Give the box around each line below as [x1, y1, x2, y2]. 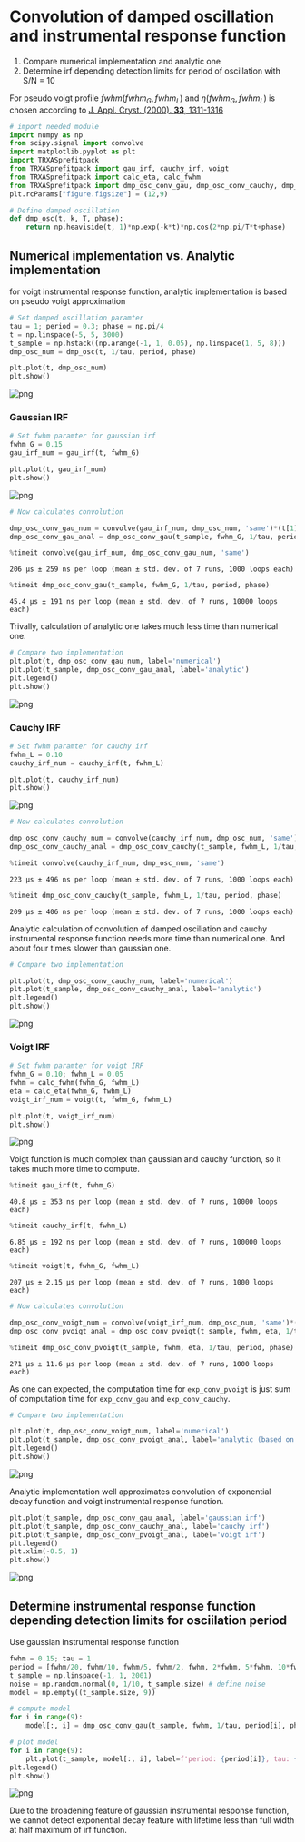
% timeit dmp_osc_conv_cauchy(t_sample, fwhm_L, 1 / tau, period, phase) [9, 891, 282, 900]
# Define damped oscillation [9, 206, 120, 215]
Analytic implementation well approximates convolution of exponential [9, 1486, 271, 1497]
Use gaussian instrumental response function [9, 1637, 180, 1647]
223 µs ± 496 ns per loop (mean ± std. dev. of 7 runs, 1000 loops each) [9, 874, 295, 884]
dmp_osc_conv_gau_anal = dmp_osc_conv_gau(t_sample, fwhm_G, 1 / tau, [9, 532, 274, 541]
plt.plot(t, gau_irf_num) [9, 465, 107, 474]
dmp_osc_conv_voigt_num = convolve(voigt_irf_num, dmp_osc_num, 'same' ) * [9, 1318, 295, 1327]
